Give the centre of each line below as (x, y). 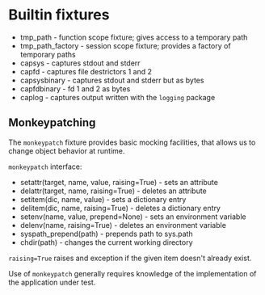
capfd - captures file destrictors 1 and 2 (86, 71)
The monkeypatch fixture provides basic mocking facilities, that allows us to (132, 142)
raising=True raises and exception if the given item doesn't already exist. (130, 258)
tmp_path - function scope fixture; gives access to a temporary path (134, 37)
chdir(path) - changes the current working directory (106, 242)
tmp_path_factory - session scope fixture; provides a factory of (126, 45)
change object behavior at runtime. (67, 150)
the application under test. (52, 282)
